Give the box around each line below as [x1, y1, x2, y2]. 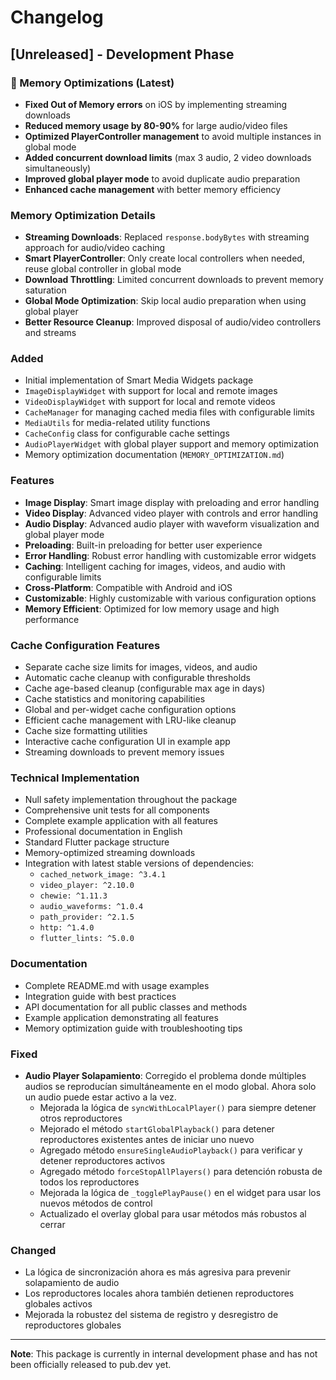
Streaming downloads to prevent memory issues [24, 746, 225, 758]
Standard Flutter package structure [24, 836, 170, 848]
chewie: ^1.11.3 [39, 891, 108, 901]
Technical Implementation [10, 771, 140, 785]
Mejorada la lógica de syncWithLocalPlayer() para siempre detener [39, 1101, 317, 1113]
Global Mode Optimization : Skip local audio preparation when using [24, 295, 307, 307]
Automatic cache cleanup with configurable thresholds [24, 672, 251, 684]
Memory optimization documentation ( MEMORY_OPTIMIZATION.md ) [24, 449, 285, 461]
